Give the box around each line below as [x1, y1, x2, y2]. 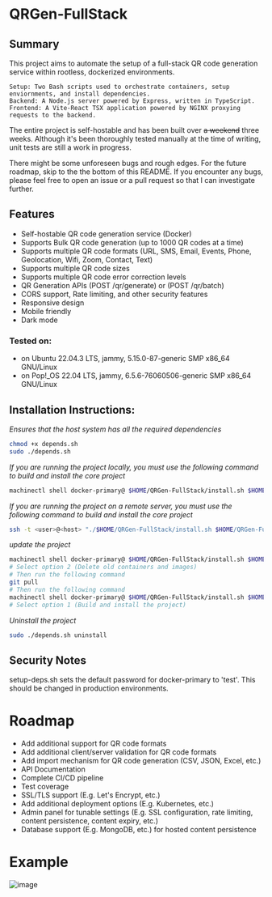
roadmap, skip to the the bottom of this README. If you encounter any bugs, [9, 167, 264, 176]
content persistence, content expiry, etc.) [20, 816, 159, 826]
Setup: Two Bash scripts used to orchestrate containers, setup [9, 83, 230, 91]
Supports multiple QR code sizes [20, 263, 130, 273]
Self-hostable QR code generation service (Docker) [20, 228, 192, 239]
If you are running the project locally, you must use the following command [9, 462, 259, 472]
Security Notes [9, 653, 87, 667]
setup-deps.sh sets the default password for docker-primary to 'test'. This [9, 675, 256, 685]
